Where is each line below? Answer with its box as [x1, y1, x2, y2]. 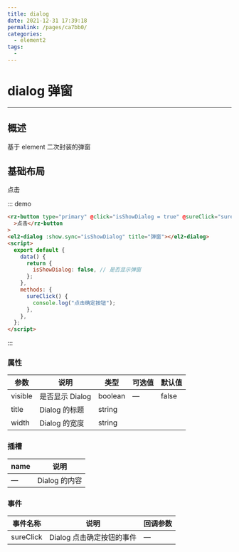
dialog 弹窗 [7, 83, 73, 100]
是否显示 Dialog [39, 392, 92, 402]
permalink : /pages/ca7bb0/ [7, 23, 87, 31]
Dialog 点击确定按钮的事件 [49, 533, 137, 543]
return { [26, 260, 53, 267]
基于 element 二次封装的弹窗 [7, 142, 91, 151]
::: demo [7, 200, 32, 208]
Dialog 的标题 [39, 405, 85, 415]
